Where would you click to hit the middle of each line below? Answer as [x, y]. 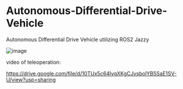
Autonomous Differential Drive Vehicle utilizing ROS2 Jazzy [78, 39]
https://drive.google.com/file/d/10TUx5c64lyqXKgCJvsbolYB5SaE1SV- [91, 73]
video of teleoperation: [33, 62]
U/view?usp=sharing [31, 80]
